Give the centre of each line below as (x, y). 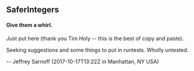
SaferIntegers (33, 10)
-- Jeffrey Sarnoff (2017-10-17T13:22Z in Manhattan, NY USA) (83, 61)
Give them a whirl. (29, 25)
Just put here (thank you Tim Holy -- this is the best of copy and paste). (95, 38)
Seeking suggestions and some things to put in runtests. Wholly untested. (97, 50)
